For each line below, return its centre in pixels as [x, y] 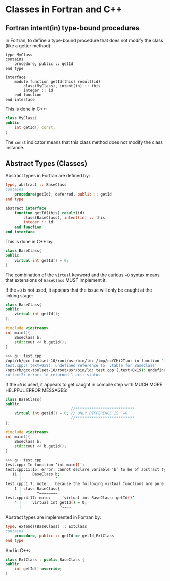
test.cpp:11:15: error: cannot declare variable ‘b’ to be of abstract [82, 470]
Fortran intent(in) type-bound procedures [72, 28]
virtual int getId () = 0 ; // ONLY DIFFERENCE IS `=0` [72, 413]
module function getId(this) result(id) [57, 82]
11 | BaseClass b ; [36, 474]
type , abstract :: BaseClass [36, 185]
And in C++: [18, 550]
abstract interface [26, 208]
